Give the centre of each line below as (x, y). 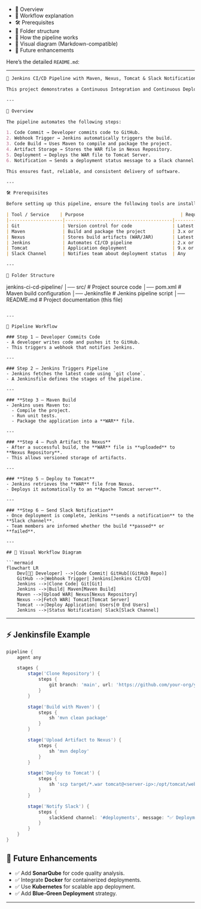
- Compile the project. (41, 410)
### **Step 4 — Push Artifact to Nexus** (59, 442)
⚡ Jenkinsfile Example (48, 635)
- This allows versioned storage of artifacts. (67, 458)
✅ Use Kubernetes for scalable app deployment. (75, 886)
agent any (29, 657)
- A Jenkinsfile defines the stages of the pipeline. (75, 379)
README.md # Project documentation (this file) (65, 300)
